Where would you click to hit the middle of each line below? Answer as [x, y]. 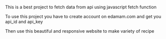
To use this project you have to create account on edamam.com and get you [83, 16]
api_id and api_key [24, 22]
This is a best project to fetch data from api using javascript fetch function [81, 7]
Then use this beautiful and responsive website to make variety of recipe [80, 31]
